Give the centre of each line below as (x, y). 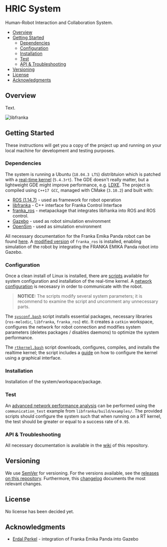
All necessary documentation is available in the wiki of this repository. (77, 446)
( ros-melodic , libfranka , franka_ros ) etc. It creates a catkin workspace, (79, 322)
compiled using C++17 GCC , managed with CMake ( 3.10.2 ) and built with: (79, 190)
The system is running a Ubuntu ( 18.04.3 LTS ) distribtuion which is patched (83, 174)
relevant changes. (24, 484)
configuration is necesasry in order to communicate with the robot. (74, 286)
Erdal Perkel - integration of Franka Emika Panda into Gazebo (75, 539)
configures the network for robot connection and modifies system (73, 327)
